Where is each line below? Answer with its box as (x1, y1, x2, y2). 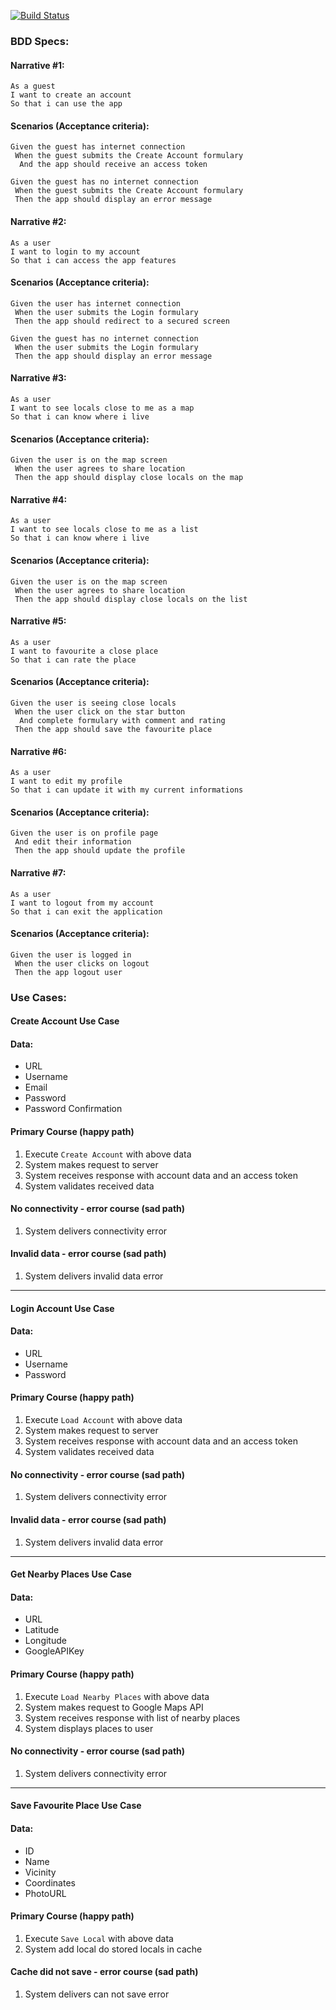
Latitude (24, 1624, 60, 1636)
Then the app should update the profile (14, 846, 186, 856)
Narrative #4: (10, 493, 68, 505)
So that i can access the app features (10, 255, 177, 265)
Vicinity (24, 1866, 57, 1878)
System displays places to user (24, 1722, 154, 1734)
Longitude (24, 1635, 67, 1647)
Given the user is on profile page (10, 828, 159, 839)
